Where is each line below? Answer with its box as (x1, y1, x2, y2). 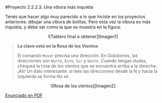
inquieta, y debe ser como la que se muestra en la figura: (5, 24, 121, 30)
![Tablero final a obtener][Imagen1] (47, 34, 119, 39)
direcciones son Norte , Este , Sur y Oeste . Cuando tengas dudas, (17, 58, 147, 63)
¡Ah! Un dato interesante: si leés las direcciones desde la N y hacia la (17, 68, 158, 74)
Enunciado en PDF (5, 93, 43, 98)
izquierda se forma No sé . (17, 74, 70, 79)
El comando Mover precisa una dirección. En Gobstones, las (17, 52, 138, 58)
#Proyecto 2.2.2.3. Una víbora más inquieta (5, 4, 93, 10)
